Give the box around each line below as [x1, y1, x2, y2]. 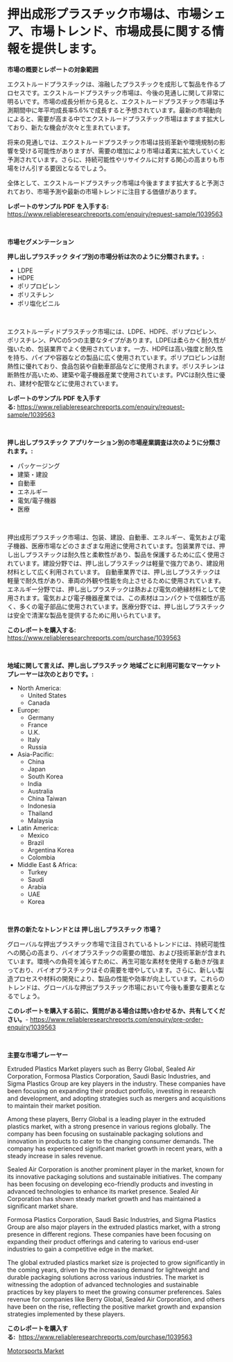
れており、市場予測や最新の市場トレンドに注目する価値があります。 [7, 187, 201, 195]
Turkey [27, 868, 48, 876]
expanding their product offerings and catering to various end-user [7, 1237, 199, 1246]
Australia [27, 787, 53, 795]
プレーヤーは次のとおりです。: [7, 670, 94, 678]
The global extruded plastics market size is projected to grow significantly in [7, 1258, 225, 1266]
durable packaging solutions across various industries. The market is [7, 1273, 205, 1281]
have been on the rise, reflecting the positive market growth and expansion [7, 1302, 222, 1311]
